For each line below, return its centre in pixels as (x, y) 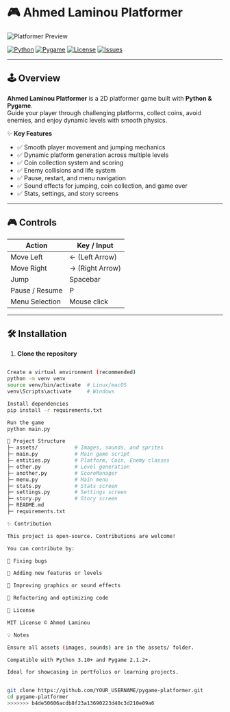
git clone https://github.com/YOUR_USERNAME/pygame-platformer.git (105, 691)
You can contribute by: (41, 548)
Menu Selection (36, 302)
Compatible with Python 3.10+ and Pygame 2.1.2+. (79, 660)
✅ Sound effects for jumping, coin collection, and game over (102, 186)
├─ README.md (26, 505)
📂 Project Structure (37, 441)
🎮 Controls (32, 223)
